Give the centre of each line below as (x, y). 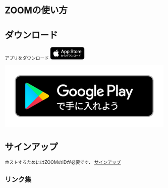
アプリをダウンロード (27, 58)
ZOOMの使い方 (36, 10)
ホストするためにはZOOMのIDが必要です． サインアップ (63, 162)
